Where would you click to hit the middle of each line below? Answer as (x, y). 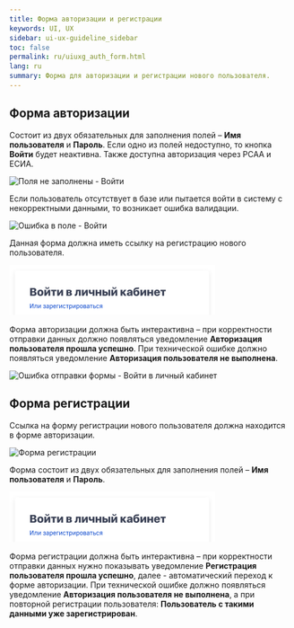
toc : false (30, 48)
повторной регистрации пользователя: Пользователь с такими (132, 604)
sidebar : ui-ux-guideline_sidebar (74, 38)
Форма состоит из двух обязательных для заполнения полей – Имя (139, 469)
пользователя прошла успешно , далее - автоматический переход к (141, 575)
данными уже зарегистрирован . (73, 613)
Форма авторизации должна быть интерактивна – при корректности (141, 329)
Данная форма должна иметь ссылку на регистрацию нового (128, 243)
